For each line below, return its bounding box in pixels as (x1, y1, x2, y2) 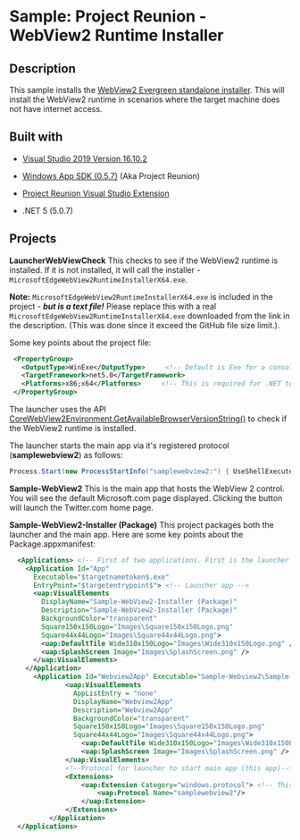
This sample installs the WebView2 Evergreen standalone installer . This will (9, 85, 285, 95)
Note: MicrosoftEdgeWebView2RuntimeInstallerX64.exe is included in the (9, 291, 274, 301)
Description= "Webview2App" (72, 705, 174, 715)
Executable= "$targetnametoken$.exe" (32, 573, 170, 581)
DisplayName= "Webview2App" (72, 697, 174, 706)
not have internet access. (9, 104, 103, 114)
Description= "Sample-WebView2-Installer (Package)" (41, 606, 238, 615)
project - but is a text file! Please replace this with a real (9, 301, 217, 311)
